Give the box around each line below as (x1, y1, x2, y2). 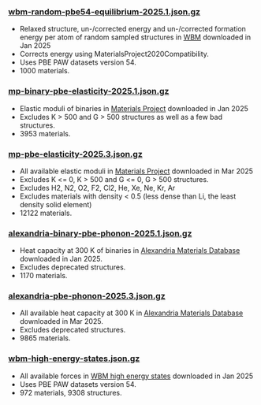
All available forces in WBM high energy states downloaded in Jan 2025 (19, 371, 254, 381)
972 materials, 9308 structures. (19, 388, 122, 397)
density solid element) (19, 199, 92, 209)
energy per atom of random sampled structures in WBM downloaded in (19, 32, 252, 42)
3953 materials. (19, 128, 71, 138)
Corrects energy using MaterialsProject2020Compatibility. (19, 50, 209, 59)
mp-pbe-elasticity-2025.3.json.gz (8, 148, 144, 159)
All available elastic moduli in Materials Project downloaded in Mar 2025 (19, 166, 254, 176)
